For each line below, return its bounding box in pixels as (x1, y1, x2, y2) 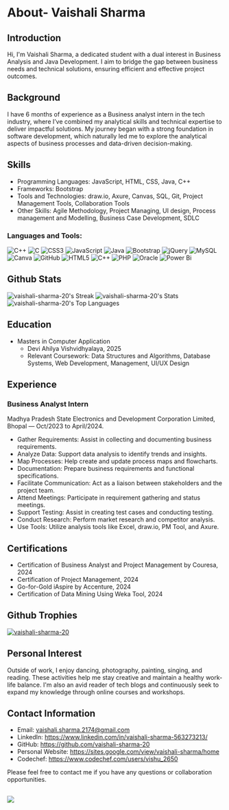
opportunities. (7, 776, 47, 784)
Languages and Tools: (7, 231, 82, 241)
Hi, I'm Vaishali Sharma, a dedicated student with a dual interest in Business (7, 50, 221, 58)
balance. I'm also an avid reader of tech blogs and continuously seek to (16, 680, 219, 689)
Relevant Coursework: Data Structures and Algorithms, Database (27, 352, 210, 360)
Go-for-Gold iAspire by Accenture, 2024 (16, 582, 132, 591)
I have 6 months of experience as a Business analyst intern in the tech (7, 110, 206, 118)
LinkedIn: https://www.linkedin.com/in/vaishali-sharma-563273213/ (16, 733, 208, 741)
